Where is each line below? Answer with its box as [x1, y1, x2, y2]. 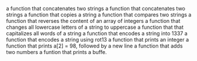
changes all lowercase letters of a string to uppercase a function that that [6, 23, 184, 30]
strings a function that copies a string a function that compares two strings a [6, 11, 192, 18]
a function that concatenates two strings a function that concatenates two [6, 5, 185, 12]
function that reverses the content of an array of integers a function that [6, 18, 181, 24]
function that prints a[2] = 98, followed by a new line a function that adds [6, 42, 183, 49]
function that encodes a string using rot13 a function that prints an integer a [6, 36, 189, 43]
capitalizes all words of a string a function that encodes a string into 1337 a [6, 30, 188, 37]
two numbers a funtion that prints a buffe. [6, 49, 107, 55]
